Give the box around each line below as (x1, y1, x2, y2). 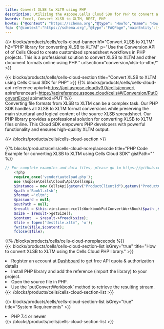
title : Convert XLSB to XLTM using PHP (5, 7, 86, 12)
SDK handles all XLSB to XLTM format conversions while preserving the (5, 106, 149, 112)
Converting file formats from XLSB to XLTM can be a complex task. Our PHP (5, 101, 158, 106)
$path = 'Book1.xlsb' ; (14, 188, 58, 193)
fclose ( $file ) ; (14, 229, 45, 234)
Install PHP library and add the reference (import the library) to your (11, 268, 147, 275)
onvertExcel (5, 95, 29, 101)
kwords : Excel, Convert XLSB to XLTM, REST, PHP (5, 16, 106, 21)
